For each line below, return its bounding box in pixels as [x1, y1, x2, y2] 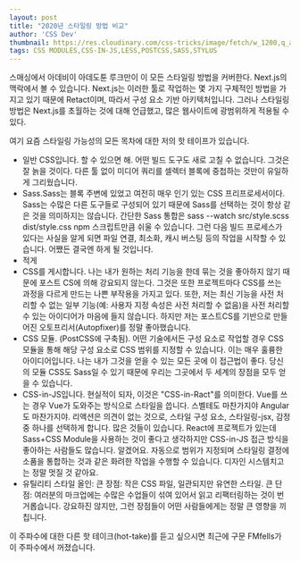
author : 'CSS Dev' [9, 29, 78, 38]
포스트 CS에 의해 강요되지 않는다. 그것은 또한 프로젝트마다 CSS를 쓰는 [38, 278, 283, 289]
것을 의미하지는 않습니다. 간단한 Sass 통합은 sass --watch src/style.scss [31, 211, 290, 222]
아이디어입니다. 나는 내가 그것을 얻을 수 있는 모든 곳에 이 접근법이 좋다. [21, 356, 268, 366]
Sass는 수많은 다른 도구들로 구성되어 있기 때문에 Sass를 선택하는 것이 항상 [21, 199, 282, 210]
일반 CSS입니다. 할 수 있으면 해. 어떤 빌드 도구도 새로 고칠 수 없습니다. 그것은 [21, 155, 290, 165]
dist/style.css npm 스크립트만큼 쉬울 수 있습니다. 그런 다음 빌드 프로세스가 [21, 222, 283, 232]
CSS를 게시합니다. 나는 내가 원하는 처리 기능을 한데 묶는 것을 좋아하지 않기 [21, 266, 281, 277]
